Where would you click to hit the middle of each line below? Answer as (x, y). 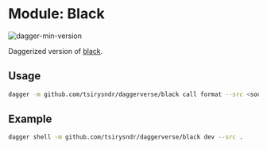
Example (30, 119)
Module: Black (56, 14)
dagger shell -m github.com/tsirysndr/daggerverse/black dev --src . (126, 137)
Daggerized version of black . (56, 51)
